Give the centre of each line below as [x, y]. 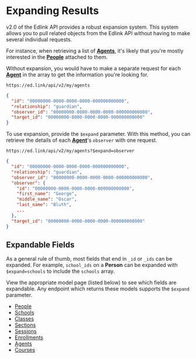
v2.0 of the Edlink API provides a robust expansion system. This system [92, 27]
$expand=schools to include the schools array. [61, 271]
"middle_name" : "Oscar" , [47, 199]
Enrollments [29, 337]
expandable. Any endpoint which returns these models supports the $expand [98, 289]
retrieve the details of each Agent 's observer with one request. [82, 140]
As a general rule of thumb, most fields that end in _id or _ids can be [89, 259]
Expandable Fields [40, 245]
